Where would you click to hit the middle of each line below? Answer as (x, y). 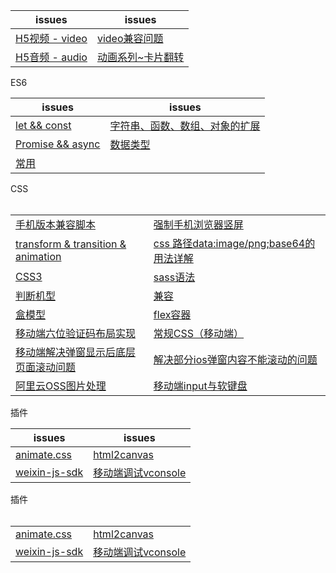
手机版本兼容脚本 (56, 224)
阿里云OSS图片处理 (61, 386)
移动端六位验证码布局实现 (76, 333)
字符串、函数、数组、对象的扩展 (185, 126)
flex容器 (172, 314)
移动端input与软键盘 (200, 386)
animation (38, 256)
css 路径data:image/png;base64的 (234, 243)
